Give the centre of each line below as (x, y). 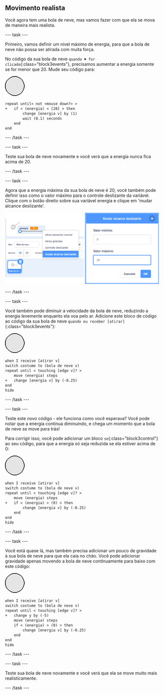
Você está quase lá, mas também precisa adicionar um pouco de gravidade (81, 551)
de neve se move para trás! (32, 429)
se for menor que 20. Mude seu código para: (50, 69)
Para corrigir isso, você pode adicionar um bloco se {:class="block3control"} (82, 438)
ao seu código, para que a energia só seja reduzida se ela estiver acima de (80, 444)
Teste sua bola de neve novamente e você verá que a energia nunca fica (78, 156)
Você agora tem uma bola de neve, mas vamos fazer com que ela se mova (80, 20)
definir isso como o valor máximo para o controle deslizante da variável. (77, 195)
